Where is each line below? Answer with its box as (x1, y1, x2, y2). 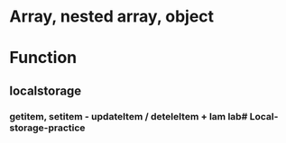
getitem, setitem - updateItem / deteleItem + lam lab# (9, 110, 248, 122)
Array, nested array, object (9, 6, 215, 27)
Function (9, 48, 78, 68)
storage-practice (9, 121, 86, 134)
